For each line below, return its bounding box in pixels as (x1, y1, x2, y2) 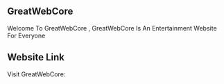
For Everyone (7, 31, 46, 40)
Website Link (7, 51, 64, 63)
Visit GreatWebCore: (7, 69, 66, 78)
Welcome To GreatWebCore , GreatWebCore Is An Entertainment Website (7, 24, 217, 32)
